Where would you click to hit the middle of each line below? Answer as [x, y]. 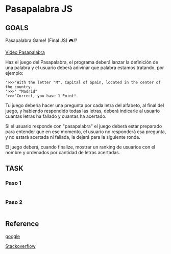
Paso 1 [14, 183]
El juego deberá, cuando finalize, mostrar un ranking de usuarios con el [80, 147]
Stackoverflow [20, 246]
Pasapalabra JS [39, 9]
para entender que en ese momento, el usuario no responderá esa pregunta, [86, 132]
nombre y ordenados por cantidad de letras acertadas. [63, 152]
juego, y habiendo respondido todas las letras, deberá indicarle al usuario [82, 111]
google [13, 236]
